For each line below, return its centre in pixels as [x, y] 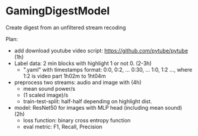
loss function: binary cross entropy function [77, 120]
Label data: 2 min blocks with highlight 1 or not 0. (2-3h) [83, 63]
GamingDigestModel [58, 11]
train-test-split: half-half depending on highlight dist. [88, 101]
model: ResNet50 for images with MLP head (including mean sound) [98, 107]
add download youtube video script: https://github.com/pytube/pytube [101, 50]
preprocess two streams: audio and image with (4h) [78, 82]
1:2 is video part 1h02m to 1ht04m [64, 76]
